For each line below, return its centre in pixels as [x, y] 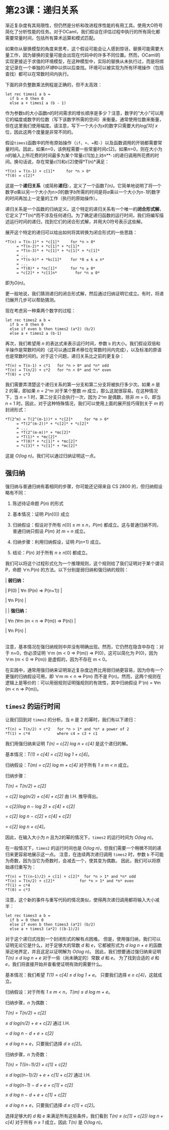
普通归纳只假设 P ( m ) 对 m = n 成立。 [50, 531]
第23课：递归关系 [42, 10]
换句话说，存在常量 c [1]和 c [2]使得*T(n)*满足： [62, 162]
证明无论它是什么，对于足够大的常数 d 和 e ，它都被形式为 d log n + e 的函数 [84, 945]
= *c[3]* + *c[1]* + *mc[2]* [47, 446]
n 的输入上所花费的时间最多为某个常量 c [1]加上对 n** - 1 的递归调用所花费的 [80, 155]
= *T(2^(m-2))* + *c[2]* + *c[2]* [53, 424]
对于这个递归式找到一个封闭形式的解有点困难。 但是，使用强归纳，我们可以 [83, 939]
